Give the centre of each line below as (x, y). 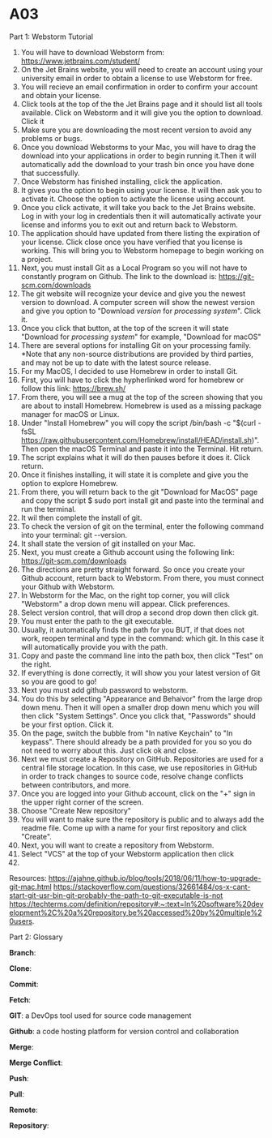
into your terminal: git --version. (74, 535)
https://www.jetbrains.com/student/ (81, 61)
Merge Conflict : (36, 1063)
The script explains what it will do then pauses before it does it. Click (136, 457)
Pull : (17, 1094)
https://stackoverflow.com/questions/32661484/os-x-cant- (152, 887)
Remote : (24, 1110)
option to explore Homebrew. (69, 483)
